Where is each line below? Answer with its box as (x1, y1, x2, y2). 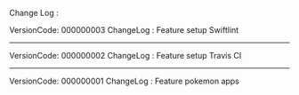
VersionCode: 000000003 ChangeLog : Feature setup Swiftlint (9, 25, 239, 35)
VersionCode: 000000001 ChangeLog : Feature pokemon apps (9, 75, 240, 86)
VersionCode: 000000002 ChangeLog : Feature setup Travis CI (9, 51, 242, 60)
